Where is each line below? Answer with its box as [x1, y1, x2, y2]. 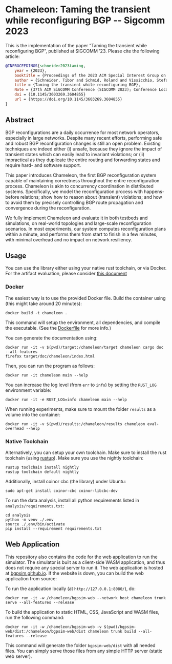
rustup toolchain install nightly [5, 465, 79, 470]
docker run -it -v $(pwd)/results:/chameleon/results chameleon [5, 421, 145, 427]
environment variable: [5, 387, 51, 393]
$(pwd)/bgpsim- [103, 624, 137, 630]
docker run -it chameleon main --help [5, 372, 88, 378]
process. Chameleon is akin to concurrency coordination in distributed [5, 183, 154, 189]
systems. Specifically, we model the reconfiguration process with [5, 188, 143, 195]
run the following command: [5, 614, 65, 620]
